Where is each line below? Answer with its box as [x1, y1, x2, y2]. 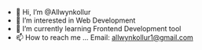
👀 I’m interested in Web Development [15, 16, 136, 25]
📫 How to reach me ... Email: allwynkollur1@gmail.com [15, 33, 194, 42]
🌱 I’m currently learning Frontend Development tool [15, 24, 182, 33]
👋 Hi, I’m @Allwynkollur [15, 8, 91, 16]
